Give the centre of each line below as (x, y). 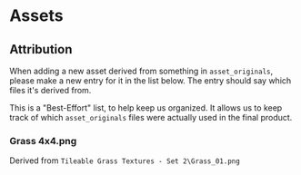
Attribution (41, 49)
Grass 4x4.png (43, 141)
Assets (36, 16)
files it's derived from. (50, 90)
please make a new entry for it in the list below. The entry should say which (150, 81)
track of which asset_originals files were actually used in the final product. (151, 117)
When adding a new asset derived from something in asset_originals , (141, 71)
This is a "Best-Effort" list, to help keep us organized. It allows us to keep (146, 108)
